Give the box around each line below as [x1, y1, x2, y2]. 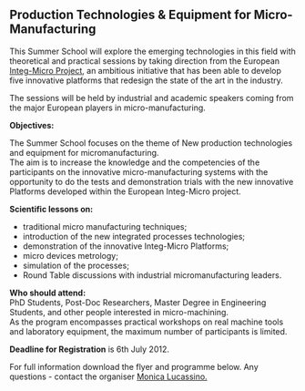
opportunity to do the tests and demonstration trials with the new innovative [9, 176, 294, 187]
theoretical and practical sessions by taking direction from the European [9, 55, 280, 67]
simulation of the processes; [22, 260, 130, 271]
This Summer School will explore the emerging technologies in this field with [9, 46, 296, 57]
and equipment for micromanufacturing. [9, 147, 159, 158]
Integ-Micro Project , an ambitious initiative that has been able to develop [9, 65, 282, 76]
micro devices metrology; [22, 250, 118, 261]
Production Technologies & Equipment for [9, 7, 252, 23]
